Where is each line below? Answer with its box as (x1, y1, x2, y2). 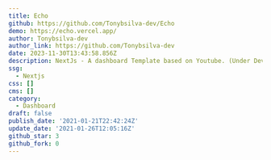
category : (8, 95, 42, 103)
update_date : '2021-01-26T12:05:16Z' (8, 124, 135, 133)
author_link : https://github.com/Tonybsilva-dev (8, 42, 175, 50)
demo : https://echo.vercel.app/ (8, 27, 117, 35)
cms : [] (8, 86, 35, 95)
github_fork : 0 (8, 139, 60, 148)
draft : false (8, 110, 52, 118)
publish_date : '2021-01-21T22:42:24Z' (8, 117, 139, 125)
